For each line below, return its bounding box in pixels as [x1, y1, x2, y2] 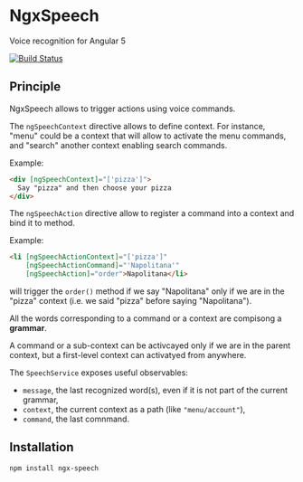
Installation [9, 439, 74, 455]
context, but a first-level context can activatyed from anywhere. [9, 350, 247, 360]
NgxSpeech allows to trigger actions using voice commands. [9, 103, 236, 114]
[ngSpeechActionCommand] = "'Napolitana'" [25, 261, 180, 270]
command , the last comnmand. [22, 413, 129, 424]
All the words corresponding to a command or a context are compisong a [9, 313, 282, 324]
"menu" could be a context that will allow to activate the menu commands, [9, 130, 287, 141]
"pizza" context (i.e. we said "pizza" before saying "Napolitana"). [9, 296, 252, 306]
